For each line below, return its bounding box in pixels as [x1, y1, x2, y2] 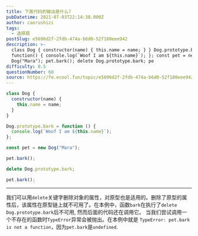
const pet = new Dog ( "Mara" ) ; [6, 145, 81, 151]
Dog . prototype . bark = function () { [6, 123, 96, 129]
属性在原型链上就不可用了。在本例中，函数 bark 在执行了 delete [26, 201, 177, 208]
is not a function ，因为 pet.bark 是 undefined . [6, 223, 118, 230]
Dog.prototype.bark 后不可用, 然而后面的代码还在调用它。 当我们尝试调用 [6, 208, 182, 215]
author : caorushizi [6, 19, 54, 25]
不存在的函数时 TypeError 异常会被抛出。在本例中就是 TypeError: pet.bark [11, 216, 190, 223]
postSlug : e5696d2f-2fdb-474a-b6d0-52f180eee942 [6, 36, 128, 42]
